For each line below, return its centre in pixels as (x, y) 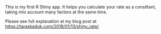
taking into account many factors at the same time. (56, 12)
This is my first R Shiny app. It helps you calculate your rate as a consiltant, (81, 7)
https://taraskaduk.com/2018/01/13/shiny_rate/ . (53, 26)
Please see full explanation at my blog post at (51, 21)
